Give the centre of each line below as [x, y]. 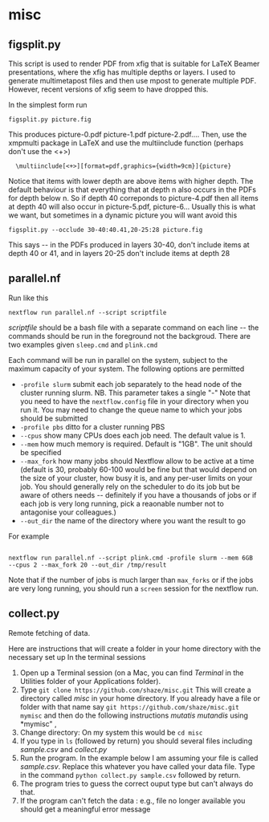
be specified [41, 452]
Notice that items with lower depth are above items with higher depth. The [131, 181]
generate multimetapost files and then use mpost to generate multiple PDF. [132, 81]
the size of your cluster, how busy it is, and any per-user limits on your [136, 478]
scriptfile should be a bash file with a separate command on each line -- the [134, 328]
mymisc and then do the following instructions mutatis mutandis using [134, 715]
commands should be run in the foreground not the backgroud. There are [130, 336]
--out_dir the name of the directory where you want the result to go [133, 520]
